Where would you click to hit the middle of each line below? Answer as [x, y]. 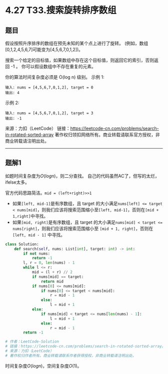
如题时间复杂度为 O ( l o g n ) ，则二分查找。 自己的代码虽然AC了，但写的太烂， [82, 176]
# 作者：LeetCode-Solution [32, 342]
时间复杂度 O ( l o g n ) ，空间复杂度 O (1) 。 [43, 365]
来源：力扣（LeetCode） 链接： [38, 128]
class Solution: [22, 244]
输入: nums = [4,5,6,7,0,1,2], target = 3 [49, 113]
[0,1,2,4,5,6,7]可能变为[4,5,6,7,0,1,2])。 [44, 50]
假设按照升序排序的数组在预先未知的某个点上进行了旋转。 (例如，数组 [77, 43]
